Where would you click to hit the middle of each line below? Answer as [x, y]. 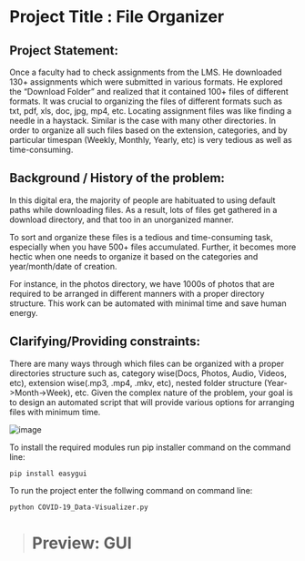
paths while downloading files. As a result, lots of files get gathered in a [143, 209]
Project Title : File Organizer [117, 17]
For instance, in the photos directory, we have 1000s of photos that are [142, 283]
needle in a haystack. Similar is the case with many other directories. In [142, 121]
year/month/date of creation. [63, 266]
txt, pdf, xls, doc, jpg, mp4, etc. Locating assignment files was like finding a [151, 111]
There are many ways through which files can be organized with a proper [147, 363]
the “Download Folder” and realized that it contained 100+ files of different [149, 92]
